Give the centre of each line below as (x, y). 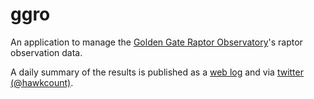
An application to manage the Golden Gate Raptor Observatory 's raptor (156, 42)
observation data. (46, 52)
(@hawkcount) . (42, 82)
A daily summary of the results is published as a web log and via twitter (157, 72)
